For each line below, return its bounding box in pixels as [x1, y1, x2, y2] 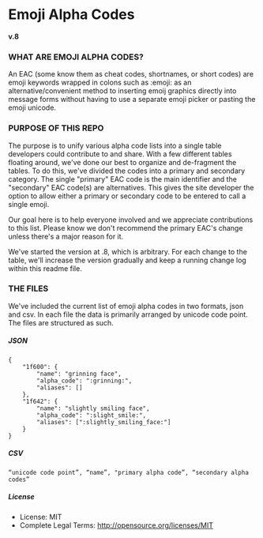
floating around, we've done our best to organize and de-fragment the [8, 157, 237, 167]
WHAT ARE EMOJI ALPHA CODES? [8, 51, 145, 62]
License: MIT [19, 512, 62, 521]
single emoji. [8, 199, 50, 209]
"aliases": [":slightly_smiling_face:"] [36, 418, 171, 426]
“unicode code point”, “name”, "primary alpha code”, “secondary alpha [8, 468, 249, 476]
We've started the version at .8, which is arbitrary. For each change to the [8, 246, 247, 256]
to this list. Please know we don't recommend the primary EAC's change [8, 223, 243, 232]
